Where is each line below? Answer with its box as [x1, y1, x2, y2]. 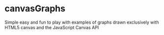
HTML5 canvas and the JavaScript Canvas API [4, 24, 99, 30]
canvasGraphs [4, 3, 66, 14]
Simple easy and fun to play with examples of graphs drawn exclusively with [4, 19, 159, 25]
